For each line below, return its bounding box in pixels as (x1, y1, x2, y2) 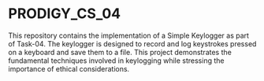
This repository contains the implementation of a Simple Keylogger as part (8, 31, 250, 40)
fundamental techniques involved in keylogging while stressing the (8, 56, 225, 65)
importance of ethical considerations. (8, 64, 130, 73)
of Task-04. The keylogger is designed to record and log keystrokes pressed (8, 39, 257, 48)
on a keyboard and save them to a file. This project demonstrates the (8, 47, 232, 57)
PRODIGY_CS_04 (8, 5, 121, 23)
